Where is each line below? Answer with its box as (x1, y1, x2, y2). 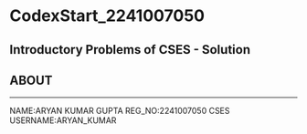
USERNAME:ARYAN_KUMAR (9, 115, 117, 126)
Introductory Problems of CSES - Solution (9, 42, 251, 57)
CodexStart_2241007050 (9, 5, 206, 26)
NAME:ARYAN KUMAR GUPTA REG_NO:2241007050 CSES (9, 106, 230, 117)
